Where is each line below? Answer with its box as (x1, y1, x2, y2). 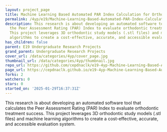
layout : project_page (5, 7, 50, 12)
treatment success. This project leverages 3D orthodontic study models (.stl (5, 110, 161, 116)
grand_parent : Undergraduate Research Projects (5, 49, 106, 54)
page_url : (5, 68, 26, 73)
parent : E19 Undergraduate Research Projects (5, 44, 101, 49)
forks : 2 (5, 72, 23, 77)
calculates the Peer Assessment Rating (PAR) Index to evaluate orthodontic (5, 105, 159, 111)
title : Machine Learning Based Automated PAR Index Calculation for (5, 12, 150, 17)
